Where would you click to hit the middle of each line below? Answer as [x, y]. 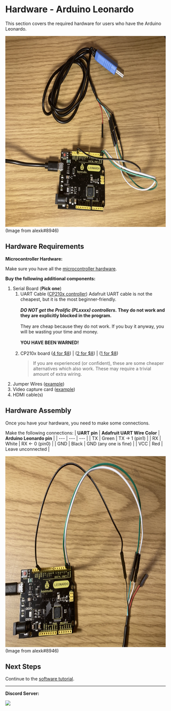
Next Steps [23, 666]
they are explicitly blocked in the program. [66, 315]
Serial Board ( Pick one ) [37, 288]
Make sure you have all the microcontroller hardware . [61, 269]
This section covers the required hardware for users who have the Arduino [83, 23]
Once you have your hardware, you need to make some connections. [78, 423]
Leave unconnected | [27, 449]
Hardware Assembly [38, 411]
